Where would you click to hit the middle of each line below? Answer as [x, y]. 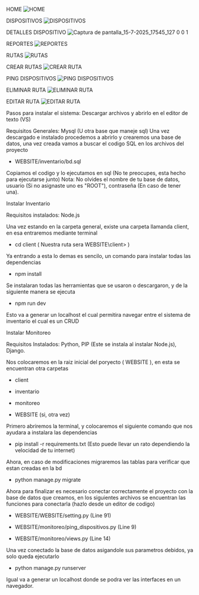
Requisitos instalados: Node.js [43, 215]
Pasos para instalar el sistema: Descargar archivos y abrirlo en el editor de [97, 113]
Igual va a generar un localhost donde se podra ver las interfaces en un [94, 580]
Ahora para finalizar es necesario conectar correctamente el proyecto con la [99, 491]
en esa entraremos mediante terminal [52, 233]
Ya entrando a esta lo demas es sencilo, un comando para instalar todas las [99, 256]
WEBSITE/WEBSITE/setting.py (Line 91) [63, 515]
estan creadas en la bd [34, 468]
